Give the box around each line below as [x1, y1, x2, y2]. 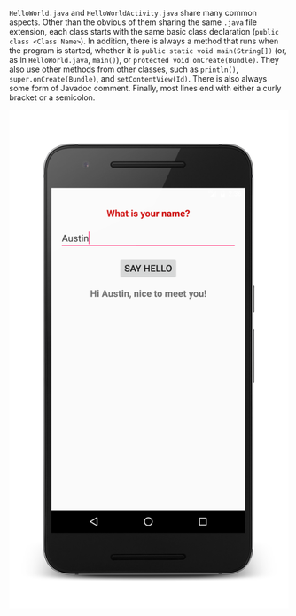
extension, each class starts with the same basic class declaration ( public [9, 27, 279, 36]
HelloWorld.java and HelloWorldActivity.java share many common [9, 8, 257, 18]
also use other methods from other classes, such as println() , [9, 64, 239, 74]
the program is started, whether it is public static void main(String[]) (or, [9, 45, 287, 56]
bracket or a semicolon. [9, 92, 96, 103]
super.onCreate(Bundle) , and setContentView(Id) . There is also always [9, 74, 268, 83]
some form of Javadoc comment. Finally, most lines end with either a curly [9, 83, 282, 93]
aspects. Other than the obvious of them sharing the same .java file [9, 17, 257, 27]
